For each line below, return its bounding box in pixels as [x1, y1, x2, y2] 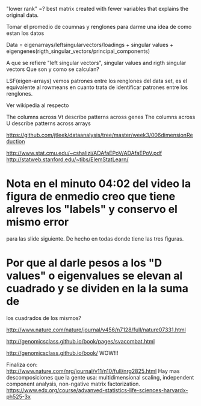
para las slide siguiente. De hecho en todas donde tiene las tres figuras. [6, 235, 184, 242]
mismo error [6, 215, 69, 229]
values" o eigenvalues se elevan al [6, 269, 183, 283]
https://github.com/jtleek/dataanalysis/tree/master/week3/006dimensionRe [6, 132, 194, 138]
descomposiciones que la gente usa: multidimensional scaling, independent [6, 374, 194, 381]
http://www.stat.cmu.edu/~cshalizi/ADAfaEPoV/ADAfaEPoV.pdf [6, 150, 162, 156]
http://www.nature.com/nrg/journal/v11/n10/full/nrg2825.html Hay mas [6, 367, 180, 375]
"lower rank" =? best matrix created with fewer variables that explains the [6, 5, 188, 12]
